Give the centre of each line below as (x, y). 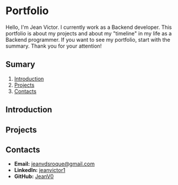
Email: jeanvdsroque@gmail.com (54, 164)
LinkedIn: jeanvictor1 (40, 170)
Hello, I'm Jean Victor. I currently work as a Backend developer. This (89, 27)
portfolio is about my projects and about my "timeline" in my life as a (89, 33)
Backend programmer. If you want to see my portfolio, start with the (88, 39)
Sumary (20, 65)
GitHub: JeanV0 (34, 176)
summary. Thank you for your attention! (54, 46)
